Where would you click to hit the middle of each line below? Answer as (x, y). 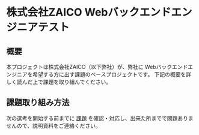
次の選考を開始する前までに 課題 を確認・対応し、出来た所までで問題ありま (100, 118)
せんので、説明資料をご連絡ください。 (54, 125)
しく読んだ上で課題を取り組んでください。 (59, 82)
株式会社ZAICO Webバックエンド (89, 12)
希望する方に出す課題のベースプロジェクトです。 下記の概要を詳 (112, 74)
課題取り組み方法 (38, 103)
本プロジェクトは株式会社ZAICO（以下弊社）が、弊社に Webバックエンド (97, 67)
